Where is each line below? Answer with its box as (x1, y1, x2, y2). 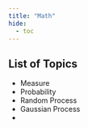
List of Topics (8, 57, 78, 70)
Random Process (19, 96, 78, 105)
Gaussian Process (19, 105, 81, 114)
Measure (19, 79, 50, 88)
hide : (8, 19, 27, 28)
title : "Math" (8, 11, 57, 20)
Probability (19, 87, 57, 97)
